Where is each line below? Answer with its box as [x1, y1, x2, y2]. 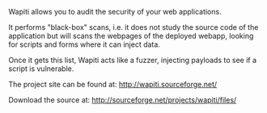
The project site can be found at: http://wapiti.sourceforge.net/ [8, 80, 218, 89]
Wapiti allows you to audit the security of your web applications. [8, 7, 222, 16]
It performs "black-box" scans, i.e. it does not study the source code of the [8, 23, 259, 31]
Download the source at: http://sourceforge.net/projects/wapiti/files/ [8, 95, 237, 104]
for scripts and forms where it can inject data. [8, 40, 160, 49]
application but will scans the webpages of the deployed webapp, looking [8, 31, 254, 40]
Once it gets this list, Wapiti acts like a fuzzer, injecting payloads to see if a [8, 56, 257, 65]
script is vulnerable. [8, 64, 74, 73]
